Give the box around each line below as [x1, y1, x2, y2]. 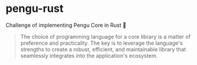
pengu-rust [5, 2, 64, 16]
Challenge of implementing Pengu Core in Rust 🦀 [5, 21, 127, 29]
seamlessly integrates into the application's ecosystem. [20, 52, 158, 59]
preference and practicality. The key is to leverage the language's [20, 39, 183, 47]
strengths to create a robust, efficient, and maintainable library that [20, 45, 186, 52]
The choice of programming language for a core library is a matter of [20, 33, 191, 40]
